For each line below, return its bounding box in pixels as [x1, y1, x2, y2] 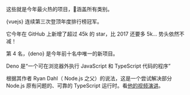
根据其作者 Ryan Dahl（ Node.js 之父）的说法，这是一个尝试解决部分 [6, 75, 172, 82]
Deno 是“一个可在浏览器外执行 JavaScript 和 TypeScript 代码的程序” [6, 62, 171, 69]
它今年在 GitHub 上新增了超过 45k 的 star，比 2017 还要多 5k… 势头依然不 [6, 30, 185, 37]
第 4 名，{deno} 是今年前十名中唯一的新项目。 [6, 50, 119, 57]
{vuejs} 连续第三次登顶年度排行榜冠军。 [6, 18, 102, 25]
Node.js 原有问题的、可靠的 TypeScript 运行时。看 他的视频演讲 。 [6, 82, 164, 89]
